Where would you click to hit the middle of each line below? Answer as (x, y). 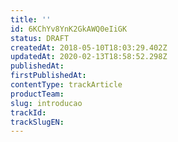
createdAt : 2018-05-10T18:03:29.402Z (89, 47)
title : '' (31, 19)
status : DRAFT (40, 38)
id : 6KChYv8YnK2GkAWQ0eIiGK (69, 29)
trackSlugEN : (37, 122)
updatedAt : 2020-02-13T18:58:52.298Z (89, 57)
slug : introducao (46, 103)
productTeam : (37, 94)
